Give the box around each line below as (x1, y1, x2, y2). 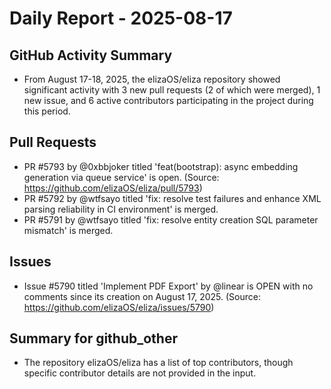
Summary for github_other (9, 330, 178, 347)
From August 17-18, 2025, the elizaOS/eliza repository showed (23, 73, 281, 85)
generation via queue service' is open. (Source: (23, 171, 220, 183)
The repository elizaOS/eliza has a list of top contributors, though (23, 357, 294, 369)
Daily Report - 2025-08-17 (9, 7, 233, 30)
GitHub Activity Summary (9, 47, 173, 64)
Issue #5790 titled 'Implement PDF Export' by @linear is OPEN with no (23, 280, 314, 292)
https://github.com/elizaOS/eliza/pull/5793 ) (23, 182, 203, 194)
